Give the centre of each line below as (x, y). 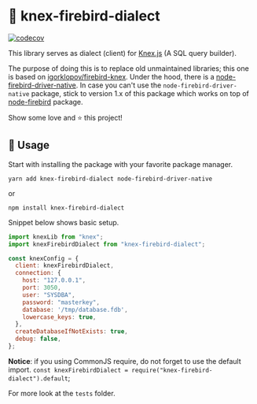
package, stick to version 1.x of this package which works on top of (140, 93)
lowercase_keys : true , (59, 317)
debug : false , (38, 339)
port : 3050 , (42, 287)
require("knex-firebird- (172, 370)
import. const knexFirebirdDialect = (68, 369)
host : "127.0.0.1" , (54, 280)
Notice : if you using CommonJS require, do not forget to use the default (125, 361)
